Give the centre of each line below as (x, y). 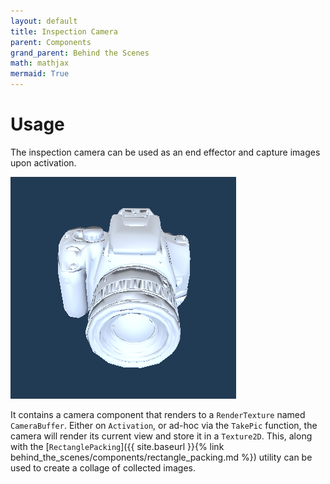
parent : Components (51, 42)
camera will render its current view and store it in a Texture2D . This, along (161, 436)
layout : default (44, 21)
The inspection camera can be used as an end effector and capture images (165, 152)
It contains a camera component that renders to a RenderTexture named (158, 414)
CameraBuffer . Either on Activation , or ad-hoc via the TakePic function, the (164, 425)
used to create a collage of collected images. (103, 467)
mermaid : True (40, 74)
